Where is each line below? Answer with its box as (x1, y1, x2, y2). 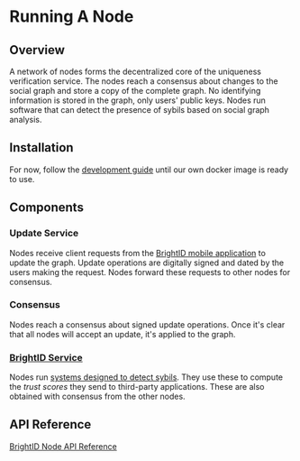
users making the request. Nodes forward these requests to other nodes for (9, 266, 291, 277)
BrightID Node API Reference (9, 440, 117, 452)
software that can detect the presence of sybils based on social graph (9, 105, 270, 115)
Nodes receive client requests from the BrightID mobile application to (9, 247, 266, 258)
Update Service (9, 227, 79, 240)
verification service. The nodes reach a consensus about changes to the (9, 76, 278, 87)
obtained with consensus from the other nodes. (9, 391, 186, 402)
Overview (9, 42, 66, 58)
